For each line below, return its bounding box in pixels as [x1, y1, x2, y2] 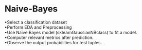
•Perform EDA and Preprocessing [4, 24, 72, 30]
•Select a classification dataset [4, 19, 67, 25]
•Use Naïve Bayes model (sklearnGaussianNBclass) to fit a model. [4, 29, 137, 35]
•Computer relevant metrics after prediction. [4, 35, 94, 40]
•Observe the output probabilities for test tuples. [4, 39, 102, 45]
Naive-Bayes [4, 3, 58, 14]
